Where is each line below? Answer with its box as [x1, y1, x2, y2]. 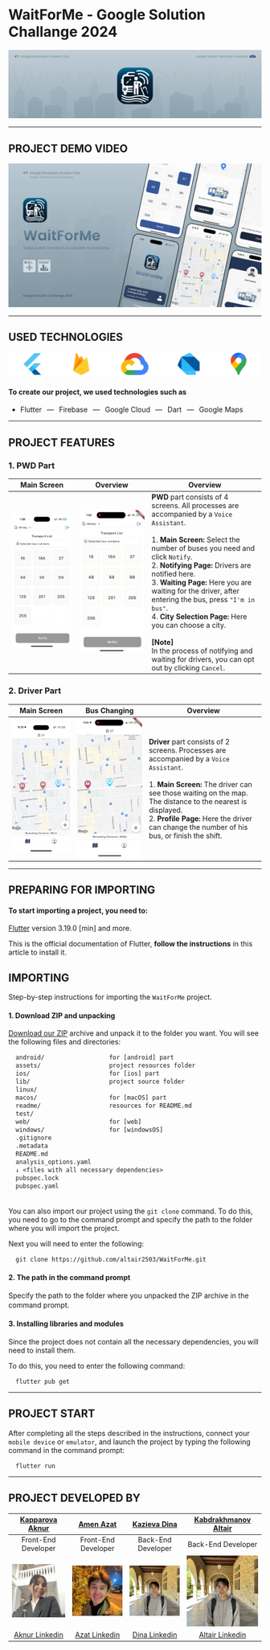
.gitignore [15, 1134, 52, 1143]
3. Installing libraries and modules [8, 1319, 125, 1328]
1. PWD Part [8, 460, 55, 471]
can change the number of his [148, 822, 248, 831]
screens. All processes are [151, 500, 239, 510]
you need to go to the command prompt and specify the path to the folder [8, 1215, 253, 1225]
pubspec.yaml [15, 1182, 59, 1191]
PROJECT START [8, 1407, 96, 1421]
